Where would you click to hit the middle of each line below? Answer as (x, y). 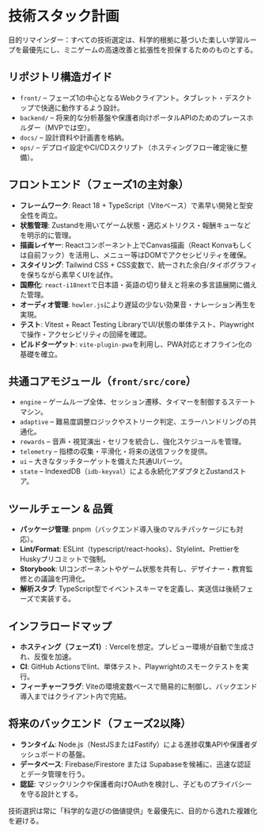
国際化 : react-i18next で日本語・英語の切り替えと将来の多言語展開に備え (138, 284)
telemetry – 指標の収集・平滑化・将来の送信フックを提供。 (115, 451)
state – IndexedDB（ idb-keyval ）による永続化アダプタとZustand (126, 471)
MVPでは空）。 (71, 127)
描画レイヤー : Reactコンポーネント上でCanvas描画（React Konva (126, 245)
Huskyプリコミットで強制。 (65, 559)
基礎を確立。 (40, 354)
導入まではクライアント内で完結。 (75, 696)
